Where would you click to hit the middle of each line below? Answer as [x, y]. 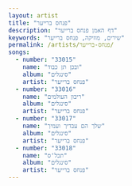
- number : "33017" [46, 119]
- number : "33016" [46, 89]
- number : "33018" [46, 148]
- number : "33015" [46, 60]
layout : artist [33, 15]
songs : [19, 52]
